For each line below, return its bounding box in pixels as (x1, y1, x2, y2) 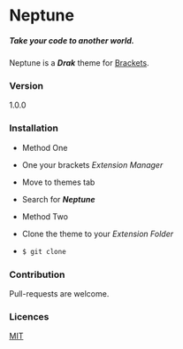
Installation (9, 122, 59, 134)
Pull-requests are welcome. (9, 288, 110, 298)
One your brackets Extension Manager (21, 159, 164, 170)
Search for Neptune (21, 194, 95, 204)
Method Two (21, 210, 69, 222)
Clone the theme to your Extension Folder (21, 228, 174, 239)
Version (9, 80, 44, 92)
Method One (21, 142, 68, 153)
